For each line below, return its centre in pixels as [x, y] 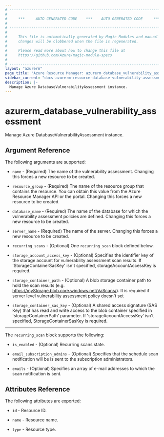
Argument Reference [38, 150]
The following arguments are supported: [46, 162]
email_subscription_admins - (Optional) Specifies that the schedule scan [85, 354]
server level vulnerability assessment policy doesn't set [68, 296]
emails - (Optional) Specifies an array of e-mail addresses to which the [83, 369]
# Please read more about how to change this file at [65, 50]
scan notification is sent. [37, 374]
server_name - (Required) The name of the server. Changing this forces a [85, 231]
